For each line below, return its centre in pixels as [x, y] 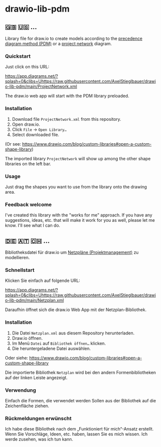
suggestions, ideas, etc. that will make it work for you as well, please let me [80, 220]
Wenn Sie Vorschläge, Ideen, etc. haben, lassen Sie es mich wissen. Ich [76, 434]
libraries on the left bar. [28, 164]
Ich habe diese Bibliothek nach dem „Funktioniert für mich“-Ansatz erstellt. [79, 429]
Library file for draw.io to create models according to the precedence [74, 38]
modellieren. [17, 257]
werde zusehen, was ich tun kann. [39, 439]
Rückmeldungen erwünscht [38, 418]
